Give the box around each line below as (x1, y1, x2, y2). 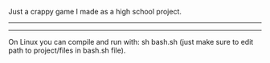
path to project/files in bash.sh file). (8, 45, 126, 55)
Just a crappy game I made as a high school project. (8, 7, 182, 16)
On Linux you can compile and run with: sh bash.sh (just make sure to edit (8, 37, 254, 46)
